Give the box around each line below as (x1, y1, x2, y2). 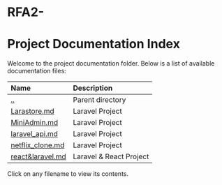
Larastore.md (10, 106, 54, 116)
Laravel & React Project (73, 151, 149, 161)
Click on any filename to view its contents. (7, 170, 129, 178)
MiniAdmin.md (10, 118, 58, 128)
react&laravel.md (10, 151, 66, 161)
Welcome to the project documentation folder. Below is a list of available (7, 59, 215, 68)
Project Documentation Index (7, 36, 180, 52)
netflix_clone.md (10, 140, 65, 150)
